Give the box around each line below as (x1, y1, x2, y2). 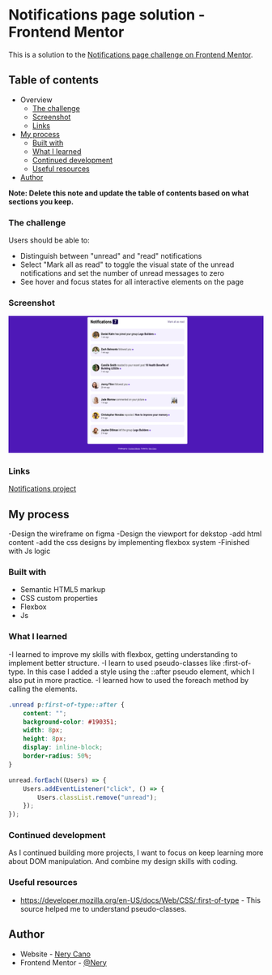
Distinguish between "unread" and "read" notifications (19, 251, 202, 261)
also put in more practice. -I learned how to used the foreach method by (8, 675, 249, 685)
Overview (19, 95, 53, 105)
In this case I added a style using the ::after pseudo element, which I (27, 667, 255, 676)
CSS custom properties (19, 594, 99, 603)
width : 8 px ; (23, 726, 63, 735)
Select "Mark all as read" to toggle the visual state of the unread (19, 260, 235, 269)
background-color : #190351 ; (23, 718, 117, 726)
